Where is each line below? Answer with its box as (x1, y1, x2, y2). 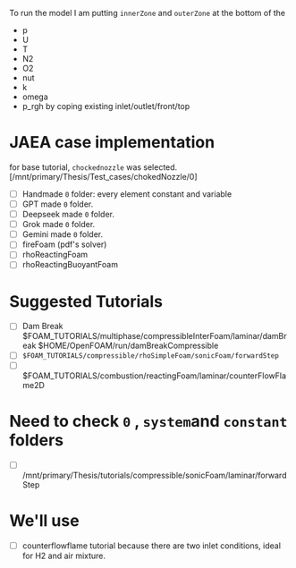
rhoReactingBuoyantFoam (21, 259, 119, 270)
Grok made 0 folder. (21, 219, 96, 230)
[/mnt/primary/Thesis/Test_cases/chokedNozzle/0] (9, 171, 199, 182)
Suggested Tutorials (9, 291, 164, 311)
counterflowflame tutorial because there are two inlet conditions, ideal (21, 540, 282, 551)
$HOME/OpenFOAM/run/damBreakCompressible (38, 340, 219, 352)
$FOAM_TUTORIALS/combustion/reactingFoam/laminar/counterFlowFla (21, 370, 287, 381)
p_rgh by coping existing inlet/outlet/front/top (21, 101, 190, 111)
